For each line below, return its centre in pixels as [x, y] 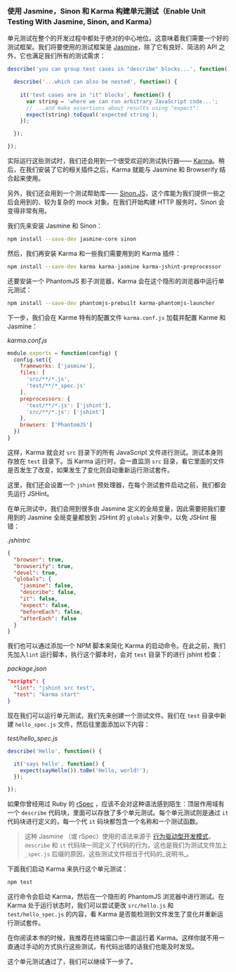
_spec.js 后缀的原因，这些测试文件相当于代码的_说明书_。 [109, 854]
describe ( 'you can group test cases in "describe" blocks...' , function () [119, 69]
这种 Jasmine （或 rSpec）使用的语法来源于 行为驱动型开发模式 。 [119, 836]
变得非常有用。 [29, 211]
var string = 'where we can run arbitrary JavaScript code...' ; [122, 101]
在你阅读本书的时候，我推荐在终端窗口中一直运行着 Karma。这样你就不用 [113, 938]
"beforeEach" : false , [51, 612]
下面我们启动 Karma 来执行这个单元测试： [68, 869]
